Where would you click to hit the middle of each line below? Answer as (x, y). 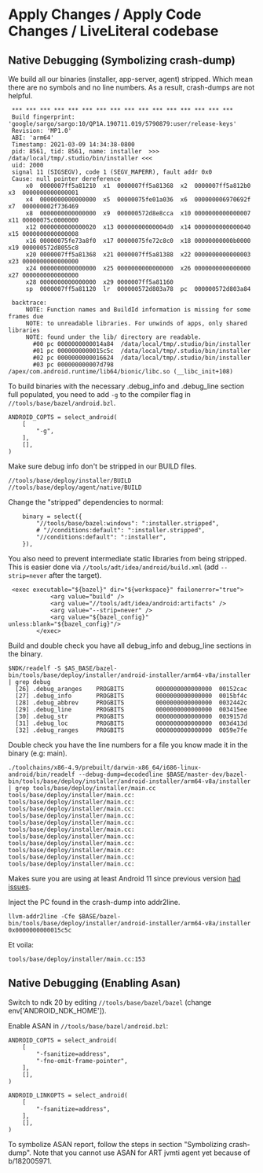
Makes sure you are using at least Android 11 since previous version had (124, 879)
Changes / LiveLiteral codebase (113, 31)
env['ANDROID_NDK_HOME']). (58, 1010)
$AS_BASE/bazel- (91, 668)
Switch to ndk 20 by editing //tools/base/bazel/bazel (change (110, 1002)
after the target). (75, 575)
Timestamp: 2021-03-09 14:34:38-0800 (73, 145)
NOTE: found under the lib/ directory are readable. (113, 337)
